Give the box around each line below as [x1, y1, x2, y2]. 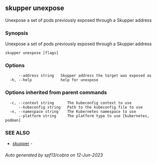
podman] [5, 118, 21, 123]
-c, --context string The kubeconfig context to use [9, 100, 132, 105]
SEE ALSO [5, 129, 30, 136]
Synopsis [5, 29, 28, 36]
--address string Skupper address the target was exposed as [18, 73, 152, 79]
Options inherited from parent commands [5, 89, 107, 96]
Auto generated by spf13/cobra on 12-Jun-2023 [5, 152, 103, 158]
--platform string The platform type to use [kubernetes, [18, 113, 150, 118]
